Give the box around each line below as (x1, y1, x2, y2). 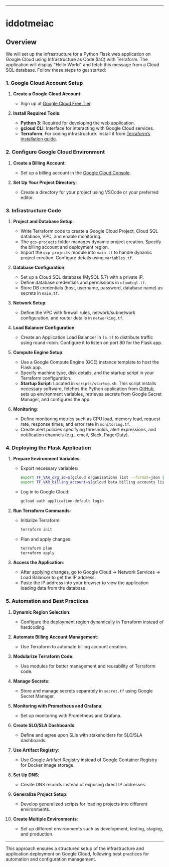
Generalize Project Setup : (13, 791, 68, 797)
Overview (6, 38, 37, 46)
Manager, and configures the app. (20, 396, 91, 402)
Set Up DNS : (13, 772, 40, 778)
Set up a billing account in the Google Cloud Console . (20, 169, 131, 176)
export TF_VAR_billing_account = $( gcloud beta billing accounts (20, 480, 156, 485)
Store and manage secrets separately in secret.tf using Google (20, 687, 153, 693)
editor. (20, 194, 34, 201)
